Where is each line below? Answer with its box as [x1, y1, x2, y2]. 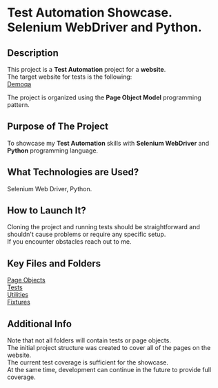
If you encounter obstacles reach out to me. [7, 237, 132, 246]
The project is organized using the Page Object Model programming [7, 93, 201, 101]
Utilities [7, 291, 29, 299]
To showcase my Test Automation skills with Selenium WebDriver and [7, 139, 210, 147]
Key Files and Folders [7, 258, 101, 269]
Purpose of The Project [7, 121, 109, 133]
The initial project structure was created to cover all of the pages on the [7, 344, 211, 352]
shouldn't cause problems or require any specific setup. [7, 230, 166, 239]
